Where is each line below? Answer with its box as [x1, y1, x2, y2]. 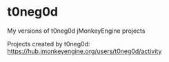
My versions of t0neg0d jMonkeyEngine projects [7, 27, 146, 35]
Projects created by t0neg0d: [7, 40, 90, 48]
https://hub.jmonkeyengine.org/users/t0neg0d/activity [7, 47, 162, 55]
